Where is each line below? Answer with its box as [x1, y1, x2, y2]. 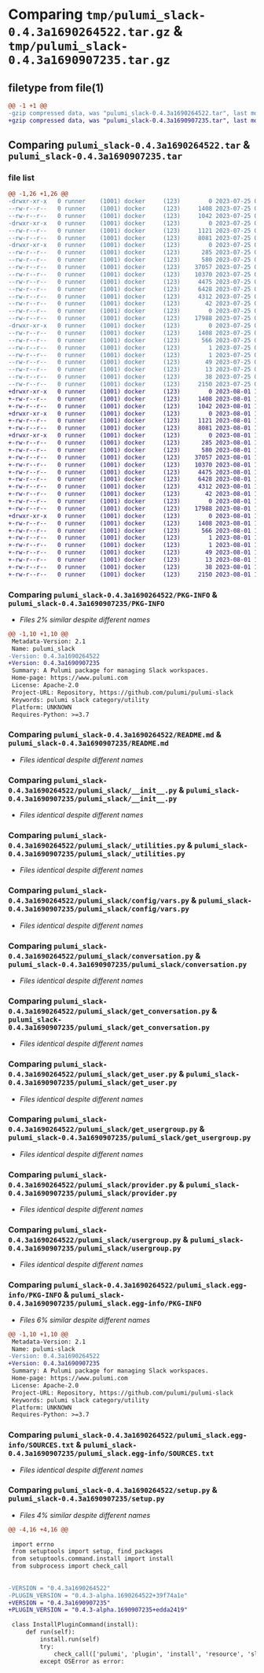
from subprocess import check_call [11, 1562, 128, 1571]
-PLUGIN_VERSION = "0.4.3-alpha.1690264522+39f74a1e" [8, 1591, 189, 1599]
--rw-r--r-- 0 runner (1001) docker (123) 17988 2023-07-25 [8, 315, 251, 323]
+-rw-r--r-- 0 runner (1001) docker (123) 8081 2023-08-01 [8, 424, 251, 432]
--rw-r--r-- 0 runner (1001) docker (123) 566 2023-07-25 [8, 336, 251, 344]
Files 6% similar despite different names [19, 1315, 151, 1324]
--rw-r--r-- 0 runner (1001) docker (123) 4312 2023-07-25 [8, 293, 251, 301]
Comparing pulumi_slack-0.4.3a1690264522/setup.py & [8, 1485, 218, 1496]
